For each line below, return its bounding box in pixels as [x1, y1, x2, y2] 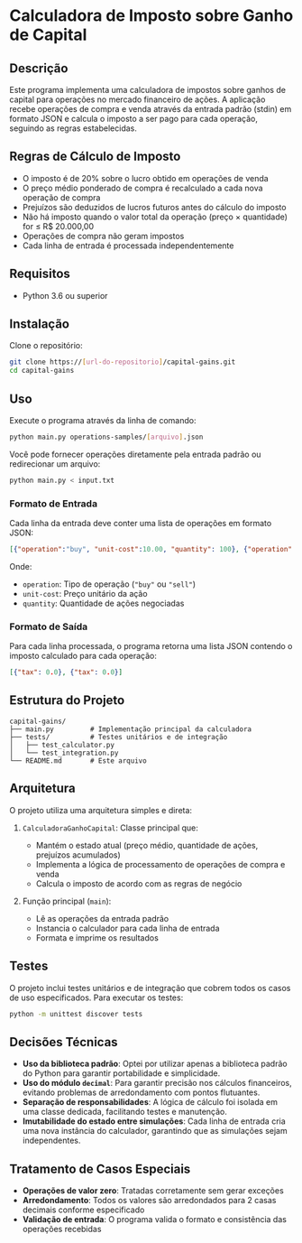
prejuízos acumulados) [35, 849, 122, 860]
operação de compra [22, 191, 101, 203]
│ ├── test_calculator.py [9, 740, 115, 749]
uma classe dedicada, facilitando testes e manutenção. [22, 1107, 228, 1118]
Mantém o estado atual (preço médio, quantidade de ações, [35, 839, 259, 850]
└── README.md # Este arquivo [9, 756, 147, 765]
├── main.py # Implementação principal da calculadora [9, 724, 252, 734]
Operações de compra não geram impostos [22, 230, 185, 241]
